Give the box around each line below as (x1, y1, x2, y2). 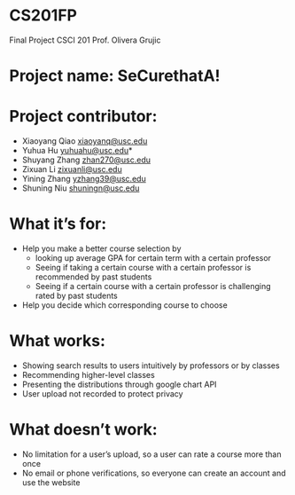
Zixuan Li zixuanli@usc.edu (21, 164, 122, 175)
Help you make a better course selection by (21, 243, 182, 254)
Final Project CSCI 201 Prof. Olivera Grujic (9, 35, 161, 45)
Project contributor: (9, 106, 158, 127)
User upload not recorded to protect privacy (21, 388, 183, 399)
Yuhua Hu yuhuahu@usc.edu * (21, 145, 133, 156)
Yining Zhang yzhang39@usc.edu (21, 174, 146, 185)
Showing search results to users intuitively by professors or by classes (21, 360, 281, 371)
